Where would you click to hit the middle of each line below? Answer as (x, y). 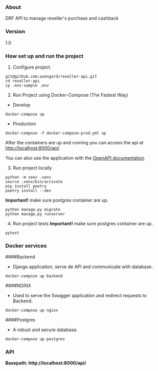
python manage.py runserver (35, 214)
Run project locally (32, 168)
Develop (21, 105)
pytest (12, 233)
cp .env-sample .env (27, 85)
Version (15, 32)
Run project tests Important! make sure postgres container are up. (83, 223)
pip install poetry (26, 186)
